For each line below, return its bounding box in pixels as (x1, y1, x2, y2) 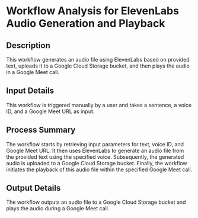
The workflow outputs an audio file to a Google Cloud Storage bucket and (6, 198, 186, 206)
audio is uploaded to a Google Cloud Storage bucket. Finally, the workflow (6, 159, 188, 166)
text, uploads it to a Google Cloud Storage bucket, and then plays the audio (6, 62, 190, 69)
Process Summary (6, 125, 76, 135)
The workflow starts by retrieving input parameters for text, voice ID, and (6, 140, 184, 148)
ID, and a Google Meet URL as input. (6, 108, 95, 115)
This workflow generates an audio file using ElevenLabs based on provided (6, 56, 190, 63)
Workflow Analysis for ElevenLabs (6, 4, 180, 18)
